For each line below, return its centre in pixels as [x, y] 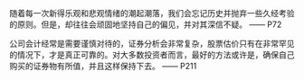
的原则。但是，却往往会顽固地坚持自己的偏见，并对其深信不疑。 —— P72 [146, 24]
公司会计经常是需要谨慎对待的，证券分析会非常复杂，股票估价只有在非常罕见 [152, 44]
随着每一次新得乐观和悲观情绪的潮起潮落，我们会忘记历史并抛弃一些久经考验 [152, 13]
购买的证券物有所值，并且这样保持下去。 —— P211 [103, 66]
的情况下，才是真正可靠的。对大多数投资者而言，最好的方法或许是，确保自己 [152, 55]
